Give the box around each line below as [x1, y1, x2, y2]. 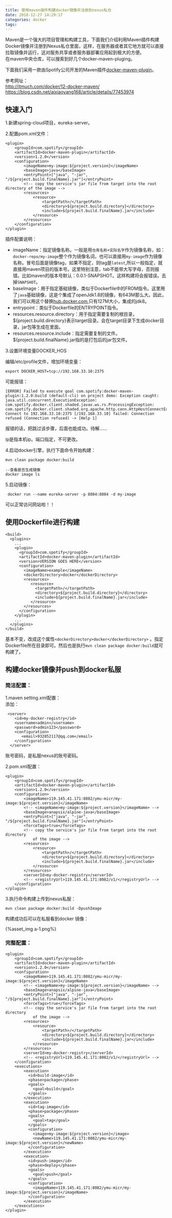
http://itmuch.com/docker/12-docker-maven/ [5, 83, 100, 90]
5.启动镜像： [5, 481, 32, 488]
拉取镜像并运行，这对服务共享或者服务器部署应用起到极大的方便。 [5, 49, 144, 55]
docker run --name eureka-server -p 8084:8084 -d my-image [7, 492, 137, 497]
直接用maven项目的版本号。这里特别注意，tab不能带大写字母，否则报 [12, 266, 160, 272]
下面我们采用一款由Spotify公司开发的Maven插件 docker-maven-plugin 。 [5, 67, 157, 73]
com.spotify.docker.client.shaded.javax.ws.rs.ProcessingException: [5, 402, 155, 407]
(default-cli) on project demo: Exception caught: [49, 393, 159, 399]
